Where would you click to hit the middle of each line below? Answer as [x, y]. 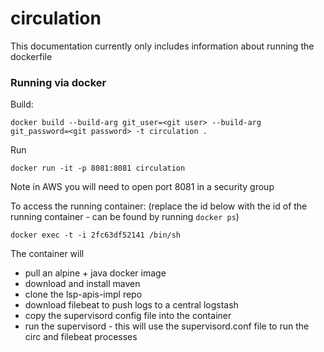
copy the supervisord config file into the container [128, 316]
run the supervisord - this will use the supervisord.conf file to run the [167, 326]
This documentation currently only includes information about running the [162, 46]
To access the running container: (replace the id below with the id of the [159, 206]
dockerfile [31, 56]
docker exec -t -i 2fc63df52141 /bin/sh [96, 235]
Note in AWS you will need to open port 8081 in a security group [142, 187]
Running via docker [58, 82]
